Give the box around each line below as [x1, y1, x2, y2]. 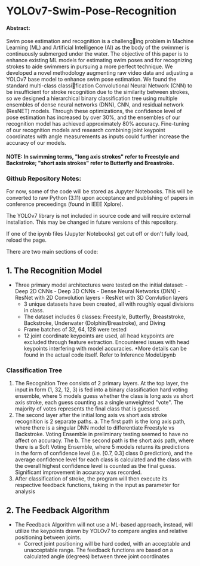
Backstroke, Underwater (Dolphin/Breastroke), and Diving [23, 319, 166, 327]
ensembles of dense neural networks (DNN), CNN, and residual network [6, 101, 184, 108]
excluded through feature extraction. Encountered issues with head [23, 339, 190, 346]
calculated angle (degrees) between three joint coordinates [23, 553, 170, 560]
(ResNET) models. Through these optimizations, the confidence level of [6, 108, 182, 115]
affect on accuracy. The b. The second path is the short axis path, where [14, 437, 194, 444]
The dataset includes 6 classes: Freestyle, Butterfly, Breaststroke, [23, 313, 186, 321]
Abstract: [6, 24, 30, 31]
